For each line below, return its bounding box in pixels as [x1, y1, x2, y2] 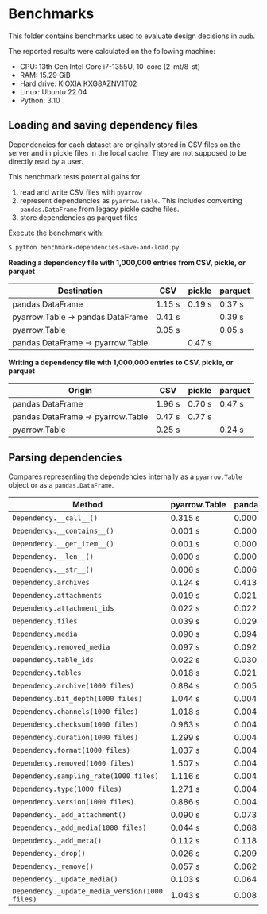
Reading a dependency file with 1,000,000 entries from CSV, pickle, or [8, 257, 246, 267]
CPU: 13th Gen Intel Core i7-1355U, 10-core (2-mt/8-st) [19, 61, 201, 71]
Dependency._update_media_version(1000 [12, 887, 163, 896]
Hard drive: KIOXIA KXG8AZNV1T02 [19, 79, 137, 88]
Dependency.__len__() [12, 553, 94, 561]
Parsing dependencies [8, 451, 122, 465]
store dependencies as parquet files [19, 212, 138, 222]
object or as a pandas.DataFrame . [8, 480, 114, 490]
